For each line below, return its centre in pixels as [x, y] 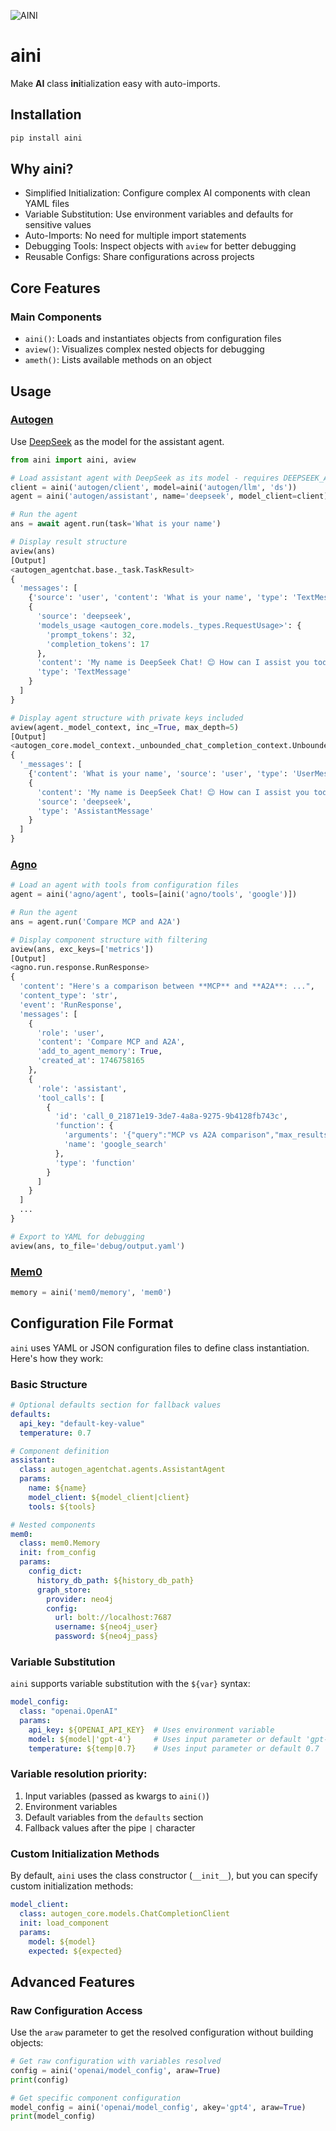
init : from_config [58, 1553]
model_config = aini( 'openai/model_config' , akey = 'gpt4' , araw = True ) [158, 2107]
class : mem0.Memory [60, 1543]
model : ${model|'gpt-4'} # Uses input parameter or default [165, 1739]
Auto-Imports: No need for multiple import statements [135, 236]
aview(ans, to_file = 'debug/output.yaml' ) [98, 1246]
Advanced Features [73, 1981]
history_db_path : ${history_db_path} [115, 1580]
